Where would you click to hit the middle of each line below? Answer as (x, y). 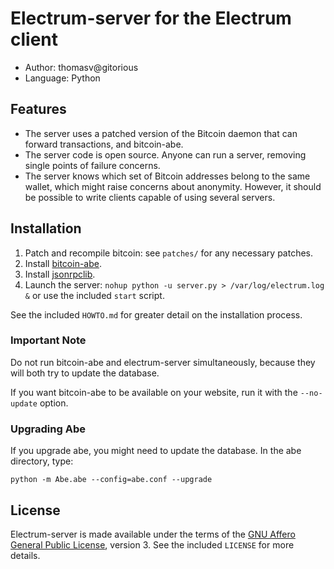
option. (54, 403)
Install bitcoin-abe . (63, 263)
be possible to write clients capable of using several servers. (150, 197)
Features (38, 109)
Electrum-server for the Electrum (151, 18)
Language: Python (62, 78)
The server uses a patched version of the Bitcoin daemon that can (161, 133)
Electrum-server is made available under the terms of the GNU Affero (153, 534)
